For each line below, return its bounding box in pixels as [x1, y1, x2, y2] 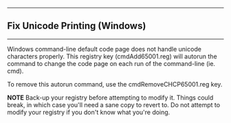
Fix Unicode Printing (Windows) [7, 20, 146, 32]
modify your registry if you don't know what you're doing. [7, 108, 170, 116]
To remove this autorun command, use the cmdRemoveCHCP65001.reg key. [7, 80, 223, 88]
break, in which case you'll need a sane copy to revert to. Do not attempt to [7, 100, 221, 109]
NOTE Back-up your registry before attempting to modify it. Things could [7, 93, 214, 102]
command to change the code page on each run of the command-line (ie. [7, 59, 215, 67]
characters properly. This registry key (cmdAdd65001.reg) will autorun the [7, 52, 218, 60]
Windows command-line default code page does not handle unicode [7, 45, 201, 53]
